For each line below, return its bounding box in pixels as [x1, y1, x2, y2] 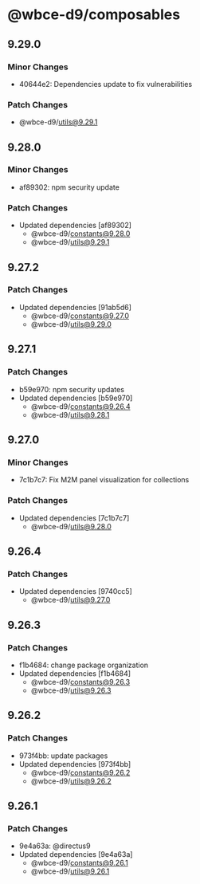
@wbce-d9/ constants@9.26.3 [30, 677, 131, 686]
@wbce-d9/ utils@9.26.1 [30, 866, 110, 876]
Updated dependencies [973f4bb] [18, 759, 131, 768]
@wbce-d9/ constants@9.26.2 [30, 768, 131, 777]
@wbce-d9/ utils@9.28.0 [30, 521, 112, 531]
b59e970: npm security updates [18, 384, 125, 394]
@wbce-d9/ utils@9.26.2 [30, 776, 112, 786]
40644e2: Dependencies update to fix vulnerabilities [18, 79, 193, 88]
